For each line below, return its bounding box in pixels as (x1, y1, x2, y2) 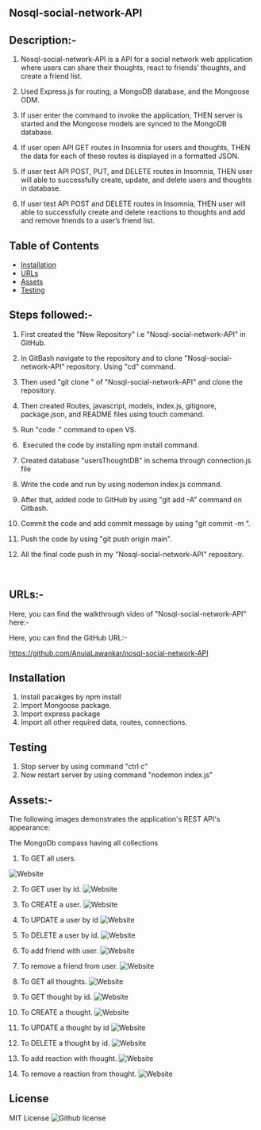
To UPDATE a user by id (20, 915, 98, 925)
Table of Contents (9, 238, 100, 253)
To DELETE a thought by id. (20, 1039, 110, 1048)
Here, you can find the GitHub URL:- (9, 633, 128, 642)
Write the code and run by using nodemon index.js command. (20, 479, 223, 489)
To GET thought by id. (20, 993, 92, 1002)
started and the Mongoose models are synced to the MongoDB (20, 119, 227, 129)
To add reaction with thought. (20, 1054, 117, 1063)
